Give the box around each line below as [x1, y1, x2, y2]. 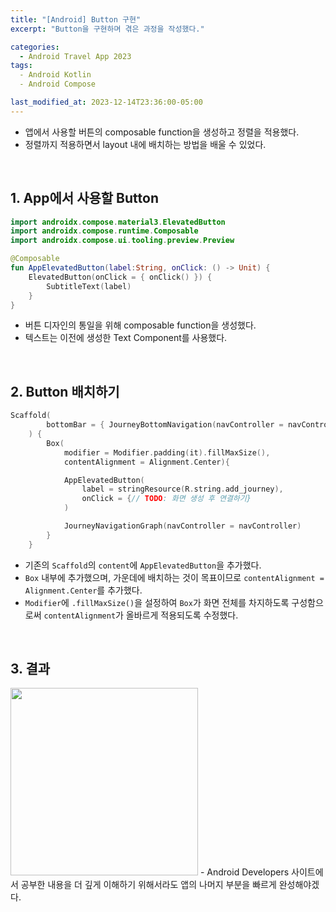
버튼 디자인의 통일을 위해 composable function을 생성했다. [24, 319, 257, 331]
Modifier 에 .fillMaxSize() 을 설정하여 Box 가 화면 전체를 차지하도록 [24, 596, 290, 608]
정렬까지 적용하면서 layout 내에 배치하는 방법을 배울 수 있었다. [24, 138, 267, 150]
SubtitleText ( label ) [46, 281, 132, 291]
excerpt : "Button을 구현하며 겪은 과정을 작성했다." [10, 24, 205, 34]
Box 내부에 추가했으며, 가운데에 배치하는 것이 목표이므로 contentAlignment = [24, 571, 325, 583]
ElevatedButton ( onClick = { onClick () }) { [28, 272, 213, 282]
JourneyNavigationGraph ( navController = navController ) [63, 521, 302, 531]
